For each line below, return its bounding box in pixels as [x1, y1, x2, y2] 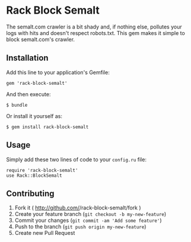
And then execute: [6, 90, 51, 98]
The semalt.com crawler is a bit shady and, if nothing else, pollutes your [6, 23, 182, 30]
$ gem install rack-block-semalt [6, 124, 89, 130]
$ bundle [6, 102, 28, 108]
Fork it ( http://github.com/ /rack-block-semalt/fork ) [14, 204, 141, 211]
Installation [6, 53, 49, 63]
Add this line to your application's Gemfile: [6, 69, 110, 76]
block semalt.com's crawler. [6, 36, 75, 43]
